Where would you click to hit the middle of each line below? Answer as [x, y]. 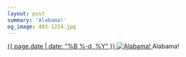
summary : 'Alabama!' [37, 20]
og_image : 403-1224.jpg [42, 26]
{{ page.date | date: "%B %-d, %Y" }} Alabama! [93, 47]
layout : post [26, 14]
